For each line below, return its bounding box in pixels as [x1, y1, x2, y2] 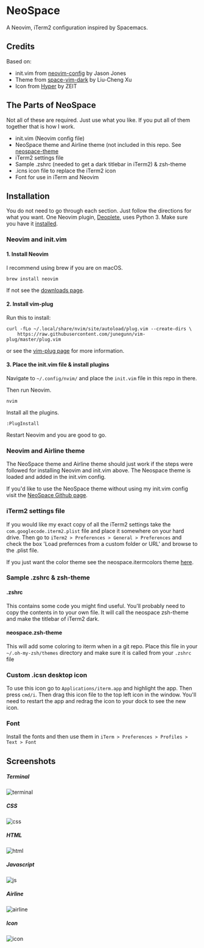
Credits [6, 41, 35, 52]
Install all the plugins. [6, 409, 60, 416]
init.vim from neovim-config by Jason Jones [15, 69, 127, 77]
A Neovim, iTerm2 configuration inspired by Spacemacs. [6, 24, 148, 31]
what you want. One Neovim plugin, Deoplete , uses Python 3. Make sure [6, 214, 188, 221]
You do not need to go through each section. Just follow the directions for [6, 207, 192, 214]
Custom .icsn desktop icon [6, 671, 87, 679]
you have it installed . [6, 220, 58, 227]
